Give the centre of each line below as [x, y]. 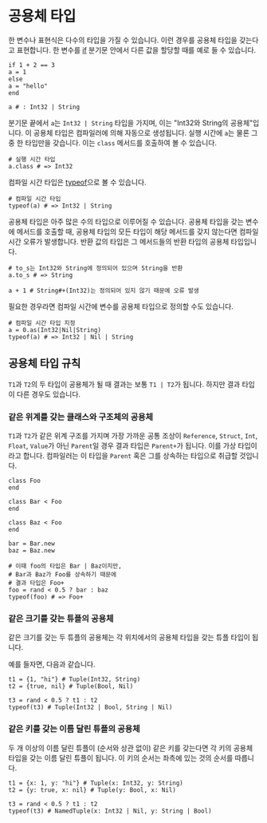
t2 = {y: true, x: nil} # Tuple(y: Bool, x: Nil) [92, 790]
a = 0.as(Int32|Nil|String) [55, 330]
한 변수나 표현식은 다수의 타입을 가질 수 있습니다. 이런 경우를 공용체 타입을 [123, 40]
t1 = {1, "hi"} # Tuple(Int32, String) [75, 679]
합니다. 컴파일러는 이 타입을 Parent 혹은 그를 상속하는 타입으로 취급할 [130, 456]
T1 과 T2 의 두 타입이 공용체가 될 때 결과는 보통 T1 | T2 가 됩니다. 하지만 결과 [124, 384]
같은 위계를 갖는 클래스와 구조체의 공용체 [81, 417]
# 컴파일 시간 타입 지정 [42, 323]
